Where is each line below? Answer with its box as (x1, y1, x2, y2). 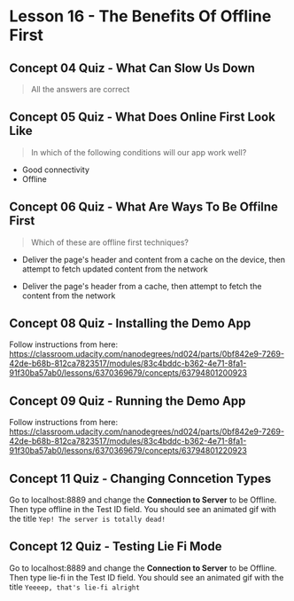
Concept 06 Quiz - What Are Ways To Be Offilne (9, 200, 279, 215)
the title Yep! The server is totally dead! (9, 513, 166, 525)
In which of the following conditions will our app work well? (30, 146, 247, 157)
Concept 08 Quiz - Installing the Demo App (9, 316, 251, 331)
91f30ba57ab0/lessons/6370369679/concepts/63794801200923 (9, 368, 248, 378)
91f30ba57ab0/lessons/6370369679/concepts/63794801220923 (9, 446, 248, 456)
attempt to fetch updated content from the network (21, 264, 208, 274)
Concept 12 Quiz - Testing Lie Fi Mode (9, 539, 222, 554)
